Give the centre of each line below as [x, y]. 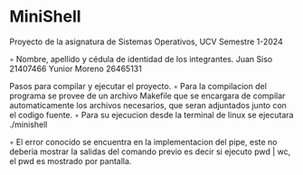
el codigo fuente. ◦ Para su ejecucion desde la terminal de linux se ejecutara [151, 115]
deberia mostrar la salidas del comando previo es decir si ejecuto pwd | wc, [150, 152]
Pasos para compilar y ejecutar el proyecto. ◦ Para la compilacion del [138, 86]
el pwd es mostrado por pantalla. [71, 161]
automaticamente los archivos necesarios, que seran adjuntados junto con [148, 105]
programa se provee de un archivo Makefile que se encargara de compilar [147, 96]
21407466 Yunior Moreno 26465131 [76, 69]
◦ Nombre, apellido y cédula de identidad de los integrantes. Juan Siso [141, 59]
